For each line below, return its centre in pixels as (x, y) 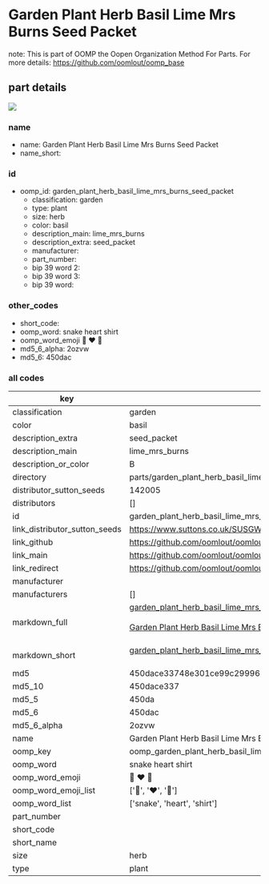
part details (38, 88)
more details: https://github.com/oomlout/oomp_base (96, 62)
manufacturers (40, 594)
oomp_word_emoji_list (54, 790)
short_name (35, 842)
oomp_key (32, 751)
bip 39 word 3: (56, 276)
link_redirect (36, 568)
